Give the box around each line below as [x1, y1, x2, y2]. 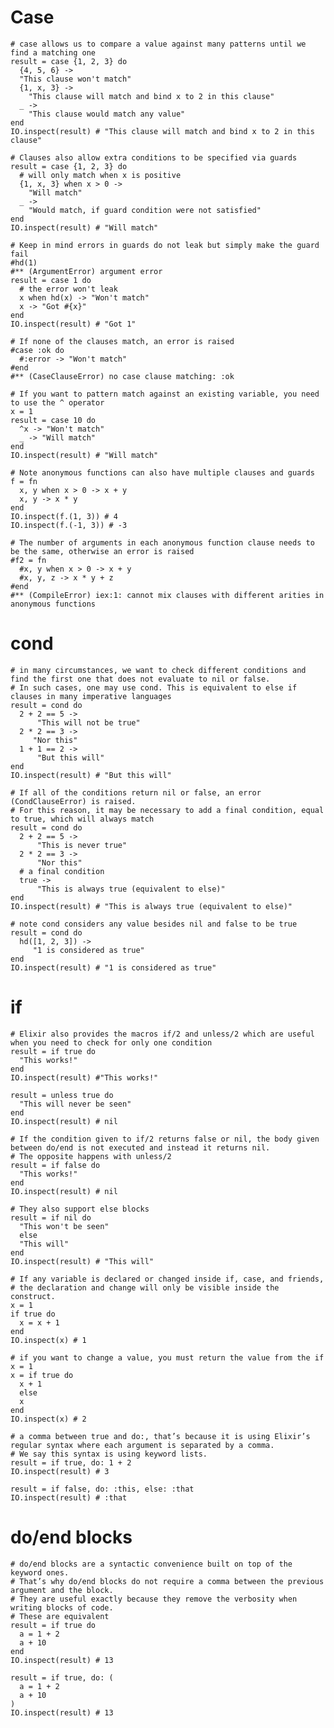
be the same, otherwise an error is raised [10, 546, 195, 556]
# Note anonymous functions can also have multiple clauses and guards [10, 467, 315, 478]
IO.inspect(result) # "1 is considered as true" [10, 962, 217, 973]
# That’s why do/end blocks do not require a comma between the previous [10, 1576, 325, 1586]
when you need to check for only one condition [10, 1037, 213, 1048]
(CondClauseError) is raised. [10, 796, 137, 806]
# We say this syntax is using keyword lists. [10, 1449, 208, 1459]
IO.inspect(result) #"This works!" [10, 1072, 159, 1083]
